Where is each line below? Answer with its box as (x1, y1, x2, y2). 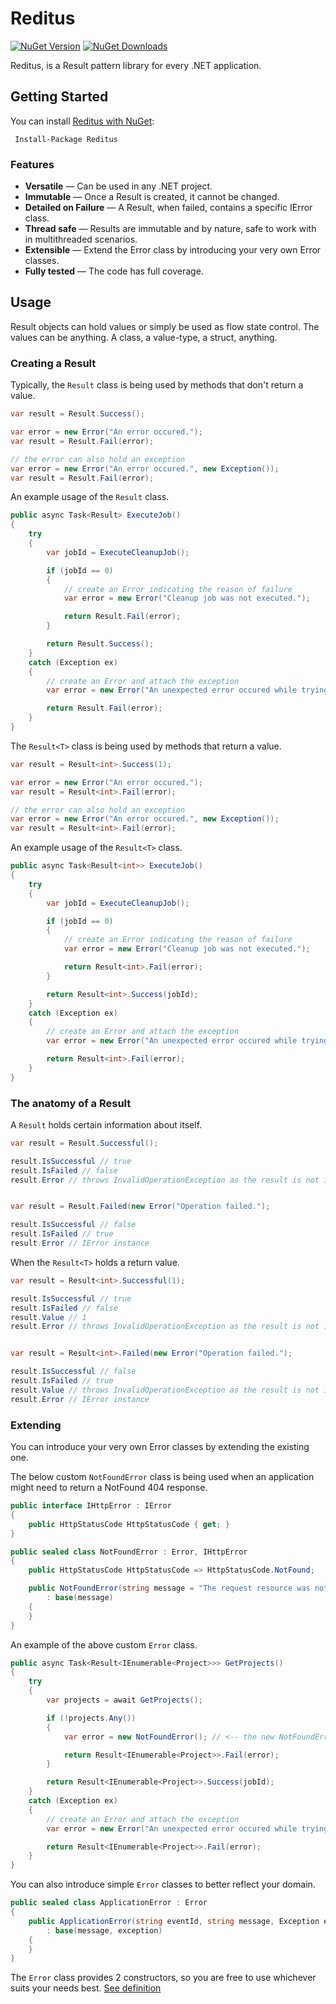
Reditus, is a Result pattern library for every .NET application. (10, 59, 262, 71)
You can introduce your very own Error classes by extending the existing (10, 1441, 310, 1452)
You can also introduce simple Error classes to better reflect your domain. (10, 1878, 316, 1891)
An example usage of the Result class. (10, 491, 170, 503)
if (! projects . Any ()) (46, 1713, 137, 1723)
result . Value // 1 (10, 1312, 87, 1322)
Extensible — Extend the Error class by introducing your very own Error (24, 244, 322, 256)
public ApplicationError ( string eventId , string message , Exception (28, 1916, 320, 1926)
